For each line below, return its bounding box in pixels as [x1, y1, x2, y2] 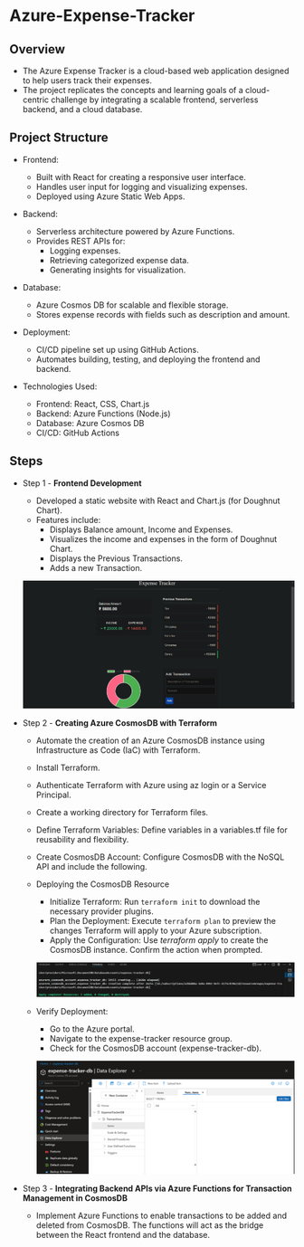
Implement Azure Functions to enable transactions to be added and [35, 1210, 288, 1222]
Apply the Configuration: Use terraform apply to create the [49, 935, 269, 946]
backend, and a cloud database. [22, 104, 143, 114]
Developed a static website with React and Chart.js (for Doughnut [35, 495, 280, 506]
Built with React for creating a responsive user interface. [35, 171, 246, 182]
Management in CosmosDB [22, 1193, 128, 1204]
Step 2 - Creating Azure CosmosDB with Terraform [22, 718, 218, 728]
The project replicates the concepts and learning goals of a [22, 85, 244, 95]
